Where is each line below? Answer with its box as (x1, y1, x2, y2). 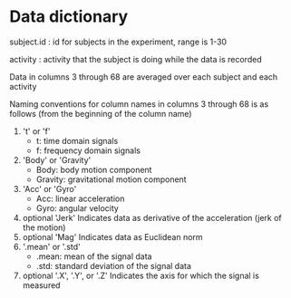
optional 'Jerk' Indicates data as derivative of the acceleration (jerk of (22, 212, 283, 223)
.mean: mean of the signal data (35, 251, 152, 262)
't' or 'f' (22, 125, 51, 137)
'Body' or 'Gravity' (22, 154, 92, 165)
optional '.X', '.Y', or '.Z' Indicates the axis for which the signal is (22, 270, 260, 281)
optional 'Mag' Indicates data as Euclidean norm (22, 231, 203, 242)
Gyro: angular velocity (35, 202, 120, 214)
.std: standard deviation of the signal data (35, 260, 192, 271)
